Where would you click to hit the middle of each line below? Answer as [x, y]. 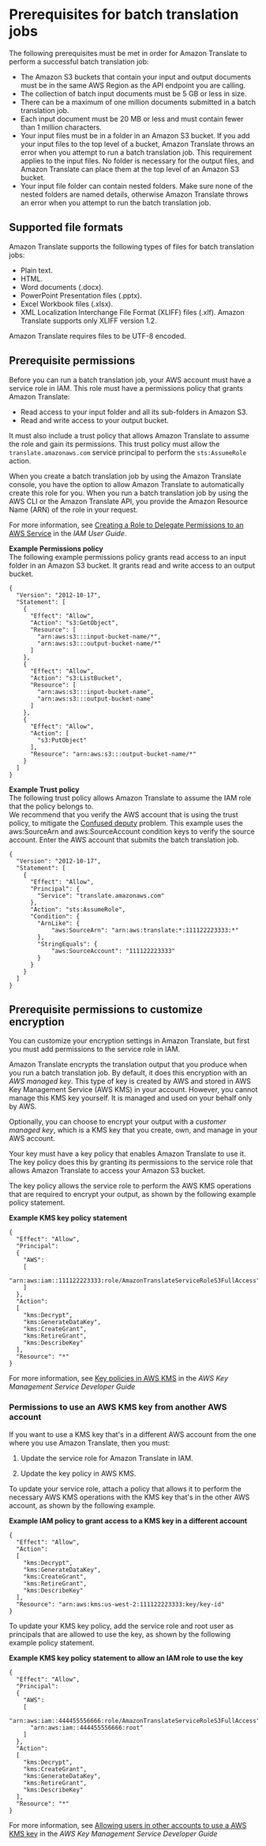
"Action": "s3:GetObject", [74, 623]
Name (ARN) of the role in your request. [73, 509]
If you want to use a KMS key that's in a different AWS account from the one [133, 1434]
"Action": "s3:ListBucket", [76, 678]
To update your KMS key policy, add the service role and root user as [121, 1626]
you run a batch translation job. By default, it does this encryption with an [128, 1073]
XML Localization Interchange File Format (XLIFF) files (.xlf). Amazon [133, 312]
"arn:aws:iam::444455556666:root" [87, 1728]
